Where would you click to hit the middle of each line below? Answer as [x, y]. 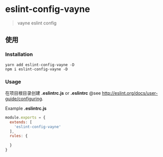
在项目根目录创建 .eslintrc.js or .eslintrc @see [53, 93]
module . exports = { [25, 117]
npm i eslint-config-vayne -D [37, 69]
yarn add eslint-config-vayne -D [40, 65]
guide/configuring [24, 99]
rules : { [19, 136]
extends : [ [21, 122]
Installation [19, 54]
